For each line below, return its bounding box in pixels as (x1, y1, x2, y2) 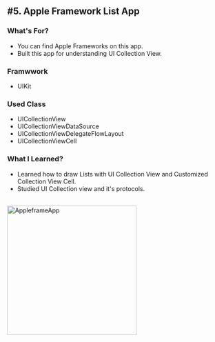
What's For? (7, 26, 50, 36)
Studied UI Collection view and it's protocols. (17, 184, 145, 192)
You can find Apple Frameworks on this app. (17, 41, 143, 50)
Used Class (7, 99, 46, 109)
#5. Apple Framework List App (7, 6, 140, 17)
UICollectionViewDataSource (17, 122, 100, 130)
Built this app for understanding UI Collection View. (17, 49, 162, 57)
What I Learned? (7, 154, 63, 164)
